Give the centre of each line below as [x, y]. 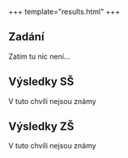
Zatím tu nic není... [39, 56]
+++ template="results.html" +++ [64, 12]
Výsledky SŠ [41, 82]
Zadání [26, 37]
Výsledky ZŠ [41, 127]
